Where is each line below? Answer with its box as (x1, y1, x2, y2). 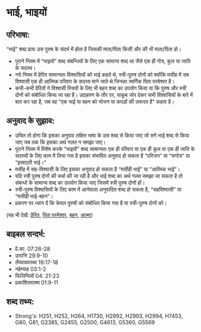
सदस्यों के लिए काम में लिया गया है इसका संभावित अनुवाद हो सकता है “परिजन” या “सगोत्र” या (14, 152, 190, 159)
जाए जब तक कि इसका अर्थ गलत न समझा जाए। (14, 138, 106, 146)
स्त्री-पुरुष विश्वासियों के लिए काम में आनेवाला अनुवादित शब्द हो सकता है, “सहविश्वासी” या (14, 186, 182, 193)
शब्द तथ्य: (6, 297, 34, 307)
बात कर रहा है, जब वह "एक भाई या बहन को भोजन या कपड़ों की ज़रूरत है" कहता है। (14, 98, 175, 105)
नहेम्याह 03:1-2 (14, 265, 46, 273)
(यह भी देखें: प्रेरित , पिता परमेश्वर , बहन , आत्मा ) (6, 211, 93, 219)
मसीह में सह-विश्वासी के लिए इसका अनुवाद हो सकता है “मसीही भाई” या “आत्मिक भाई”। (14, 165, 181, 173)
